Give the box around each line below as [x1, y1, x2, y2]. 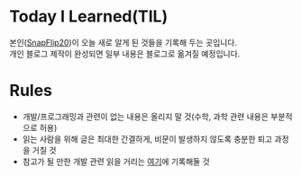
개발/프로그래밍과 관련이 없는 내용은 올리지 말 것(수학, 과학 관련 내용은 [22, 110, 269, 122]
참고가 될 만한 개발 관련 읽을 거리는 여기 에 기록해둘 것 [22, 155, 210, 167]
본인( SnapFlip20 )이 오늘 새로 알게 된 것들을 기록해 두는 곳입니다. [9, 37, 237, 48]
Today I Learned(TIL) [9, 6, 169, 27]
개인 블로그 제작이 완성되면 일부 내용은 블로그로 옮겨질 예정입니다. [9, 48, 241, 59]
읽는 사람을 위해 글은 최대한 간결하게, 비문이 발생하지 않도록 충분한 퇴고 [22, 133, 273, 144]
